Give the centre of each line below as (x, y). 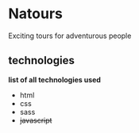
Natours (36, 14)
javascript (36, 120)
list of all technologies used (55, 79)
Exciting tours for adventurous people (70, 36)
